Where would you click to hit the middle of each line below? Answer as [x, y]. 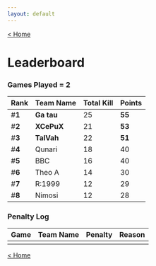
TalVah [47, 138]
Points [131, 103]
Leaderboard [46, 63]
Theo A [47, 173]
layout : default [31, 14]
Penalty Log [28, 216]
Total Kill [98, 103]
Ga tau [46, 115]
